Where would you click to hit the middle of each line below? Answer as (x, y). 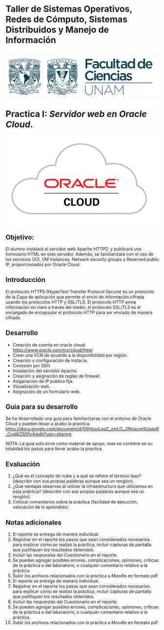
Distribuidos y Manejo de (57, 30)
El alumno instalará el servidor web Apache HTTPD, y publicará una (73, 249)
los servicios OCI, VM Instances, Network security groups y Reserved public (82, 260)
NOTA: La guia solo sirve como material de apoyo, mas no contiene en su (79, 444)
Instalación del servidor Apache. (45, 370)
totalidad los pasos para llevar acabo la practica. (54, 449)
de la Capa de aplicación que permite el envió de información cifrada (75, 297)
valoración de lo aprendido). (41, 507)
